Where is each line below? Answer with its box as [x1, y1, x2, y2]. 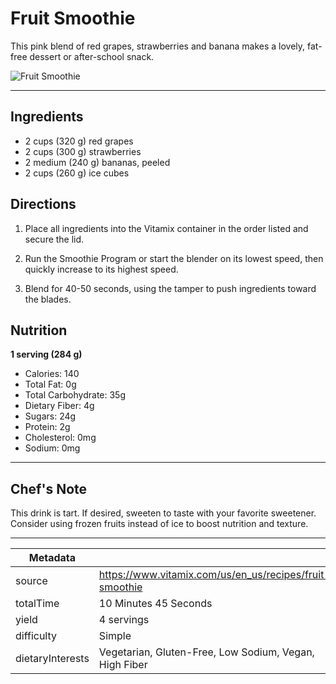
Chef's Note [10, 480, 88, 497]
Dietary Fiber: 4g [24, 400, 95, 412]
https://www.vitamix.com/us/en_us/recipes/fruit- [98, 568, 331, 582]
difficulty [15, 629, 58, 643]
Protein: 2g [24, 421, 71, 433]
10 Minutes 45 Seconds [98, 597, 213, 611]
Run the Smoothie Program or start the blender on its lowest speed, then [24, 252, 324, 264]
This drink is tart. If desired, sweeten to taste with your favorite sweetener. [10, 507, 317, 519]
